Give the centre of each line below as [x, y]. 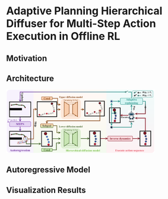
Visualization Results [46, 190]
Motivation [27, 58]
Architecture [30, 78]
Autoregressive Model [48, 170]
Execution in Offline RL [63, 36]
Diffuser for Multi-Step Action [81, 24]
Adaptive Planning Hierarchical [84, 11]
